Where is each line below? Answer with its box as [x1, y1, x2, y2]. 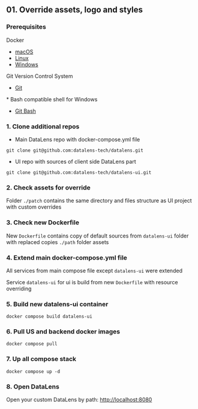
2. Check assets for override [6, 183, 91, 191]
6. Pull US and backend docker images [6, 327, 121, 336]
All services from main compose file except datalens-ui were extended [6, 267, 183, 274]
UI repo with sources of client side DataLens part [14, 158, 136, 165]
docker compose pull [6, 341, 58, 347]
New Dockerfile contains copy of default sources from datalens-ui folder [6, 232, 189, 239]
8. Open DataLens [6, 382, 60, 390]
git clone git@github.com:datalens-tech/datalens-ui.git [6, 169, 152, 176]
